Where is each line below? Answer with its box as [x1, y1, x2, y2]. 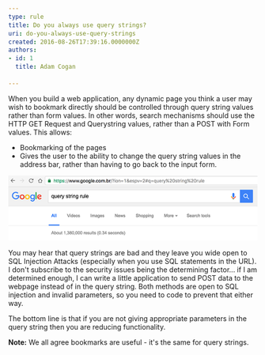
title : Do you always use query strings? [8, 21, 147, 29]
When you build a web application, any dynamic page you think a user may [8, 93, 253, 103]
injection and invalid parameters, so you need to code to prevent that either [8, 289, 253, 300]
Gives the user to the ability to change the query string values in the [19, 151, 241, 161]
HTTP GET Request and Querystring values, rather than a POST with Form [8, 119, 250, 128]
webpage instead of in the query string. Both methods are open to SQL [8, 281, 239, 291]
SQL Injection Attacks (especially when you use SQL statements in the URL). [8, 256, 257, 266]
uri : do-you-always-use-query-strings [8, 29, 136, 37]
